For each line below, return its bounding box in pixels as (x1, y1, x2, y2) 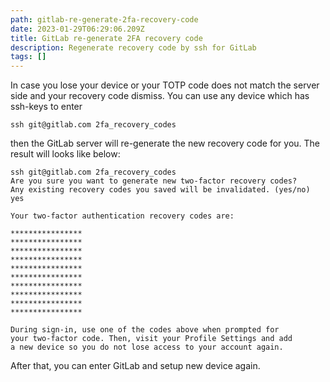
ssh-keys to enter (10, 101, 83, 113)
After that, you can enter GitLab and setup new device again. (10, 360, 261, 372)
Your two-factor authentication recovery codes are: (10, 211, 235, 221)
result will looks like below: (10, 148, 121, 160)
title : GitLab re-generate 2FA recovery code (10, 33, 203, 43)
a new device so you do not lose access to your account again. (10, 342, 284, 353)
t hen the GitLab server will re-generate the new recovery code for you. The (10, 137, 321, 150)
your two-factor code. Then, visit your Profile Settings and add (10, 334, 293, 344)
